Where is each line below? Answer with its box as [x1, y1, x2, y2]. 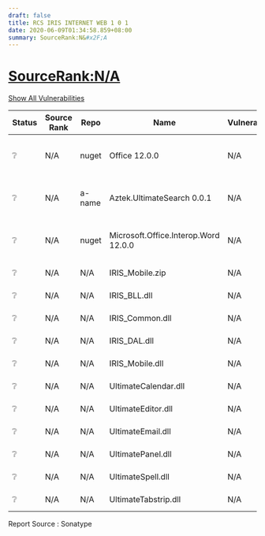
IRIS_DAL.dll [109, 336, 155, 347]
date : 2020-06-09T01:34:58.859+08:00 [8, 26, 132, 34]
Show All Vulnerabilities [8, 94, 85, 103]
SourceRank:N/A [8, 68, 121, 85]
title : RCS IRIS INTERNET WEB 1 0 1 [8, 19, 129, 27]
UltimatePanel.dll [109, 449, 172, 460]
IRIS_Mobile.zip [109, 267, 166, 278]
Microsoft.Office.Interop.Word [109, 230, 220, 241]
